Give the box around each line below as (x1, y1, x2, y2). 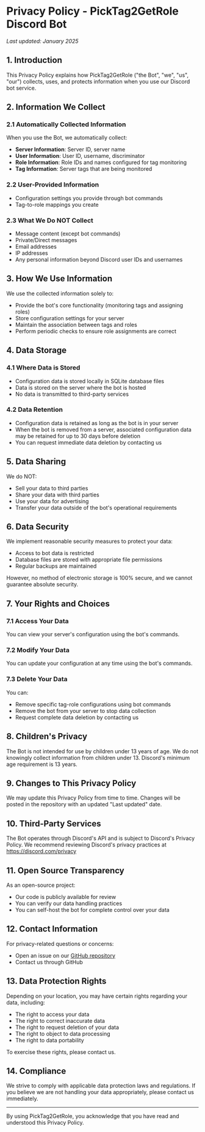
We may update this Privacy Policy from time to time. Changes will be (6, 794, 181, 801)
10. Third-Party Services (6, 819, 102, 829)
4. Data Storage (6, 345, 67, 356)
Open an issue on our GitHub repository (15, 951, 116, 959)
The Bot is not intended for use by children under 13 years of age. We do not (6, 747, 199, 754)
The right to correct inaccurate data (15, 1017, 106, 1024)
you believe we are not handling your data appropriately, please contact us (6, 1089, 194, 1096)
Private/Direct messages (15, 237, 77, 244)
